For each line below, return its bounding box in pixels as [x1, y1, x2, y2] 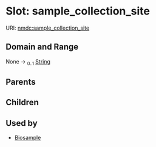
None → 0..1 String [5, 57, 51, 67]
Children [5, 97, 39, 108]
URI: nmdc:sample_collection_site [5, 24, 90, 31]
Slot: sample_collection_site [5, 4, 150, 18]
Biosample [14, 134, 41, 142]
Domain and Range [5, 42, 79, 52]
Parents [5, 77, 36, 87]
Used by [5, 118, 38, 128]
